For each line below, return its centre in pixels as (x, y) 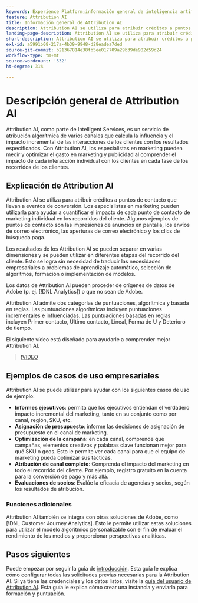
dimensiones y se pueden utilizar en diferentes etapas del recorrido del (93, 255)
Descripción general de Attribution (93, 100)
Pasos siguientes (38, 554)
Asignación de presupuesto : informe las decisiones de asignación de (99, 426)
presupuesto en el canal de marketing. (61, 432)
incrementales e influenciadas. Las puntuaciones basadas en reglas (88, 315)
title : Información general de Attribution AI (64, 22)
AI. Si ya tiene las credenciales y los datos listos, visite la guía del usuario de (99, 581)
